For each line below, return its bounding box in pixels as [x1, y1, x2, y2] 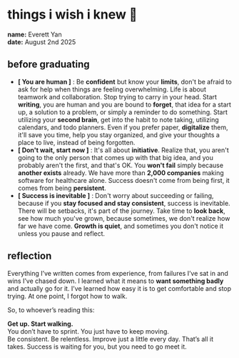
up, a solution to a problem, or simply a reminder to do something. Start [17, 107, 228, 116]
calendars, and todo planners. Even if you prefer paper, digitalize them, [17, 123, 228, 131]
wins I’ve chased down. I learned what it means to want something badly [7, 277, 224, 285]
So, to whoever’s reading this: [7, 305, 95, 314]
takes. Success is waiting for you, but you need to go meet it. [7, 342, 187, 351]
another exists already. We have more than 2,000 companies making [17, 168, 225, 177]
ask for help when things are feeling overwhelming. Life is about [17, 85, 207, 94]
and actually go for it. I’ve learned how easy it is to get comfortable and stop [7, 284, 232, 292]
